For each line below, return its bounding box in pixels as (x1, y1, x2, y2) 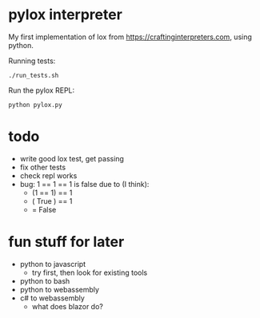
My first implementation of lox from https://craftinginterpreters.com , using (8, 32, 252, 42)
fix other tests (19, 162, 66, 172)
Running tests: (8, 56, 56, 66)
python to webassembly (19, 284, 100, 294)
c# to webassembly (19, 293, 86, 303)
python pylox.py (8, 101, 62, 109)
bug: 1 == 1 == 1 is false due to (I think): (19, 179, 150, 189)
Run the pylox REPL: (8, 85, 75, 95)
